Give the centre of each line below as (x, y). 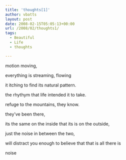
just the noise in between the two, (40, 133)
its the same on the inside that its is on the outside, (57, 123)
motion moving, (21, 65)
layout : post (19, 19)
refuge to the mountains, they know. (42, 104)
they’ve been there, (25, 114)
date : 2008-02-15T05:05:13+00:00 (40, 24)
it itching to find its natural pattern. (41, 85)
